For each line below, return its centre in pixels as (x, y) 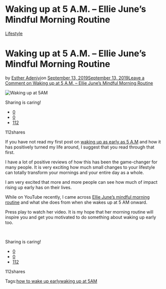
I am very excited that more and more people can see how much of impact (81, 182)
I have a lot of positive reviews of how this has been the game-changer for (81, 162)
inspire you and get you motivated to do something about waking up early (81, 217)
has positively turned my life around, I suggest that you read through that (80, 147)
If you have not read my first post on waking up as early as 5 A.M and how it (83, 142)
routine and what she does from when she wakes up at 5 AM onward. (76, 202)
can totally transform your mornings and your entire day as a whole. (75, 172)
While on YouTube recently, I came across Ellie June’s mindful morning (78, 197)
